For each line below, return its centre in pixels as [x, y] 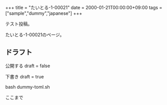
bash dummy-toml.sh [28, 87]
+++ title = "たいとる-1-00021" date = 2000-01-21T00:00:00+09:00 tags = [84, 7]
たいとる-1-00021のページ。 [35, 35]
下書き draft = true [25, 76]
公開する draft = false [28, 66]
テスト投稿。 [19, 24]
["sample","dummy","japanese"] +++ [44, 13]
